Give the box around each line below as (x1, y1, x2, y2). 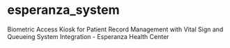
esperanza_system (7, 2, 120, 18)
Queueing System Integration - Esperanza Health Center (7, 32, 169, 40)
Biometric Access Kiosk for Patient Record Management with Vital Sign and (7, 25, 224, 33)
